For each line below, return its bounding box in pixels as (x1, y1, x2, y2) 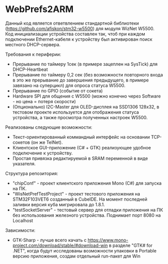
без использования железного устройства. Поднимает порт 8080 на (12, 212, 161, 218)
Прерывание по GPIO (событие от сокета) (12, 87, 103, 94)
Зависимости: (5, 227, 36, 233)
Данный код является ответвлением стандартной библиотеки (5, 20, 139, 26)
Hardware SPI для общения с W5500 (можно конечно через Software (12, 93, 161, 99)
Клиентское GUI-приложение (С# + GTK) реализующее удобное (12, 144, 151, 150)
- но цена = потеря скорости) (12, 98, 76, 104)
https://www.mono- (88, 237, 128, 243)
